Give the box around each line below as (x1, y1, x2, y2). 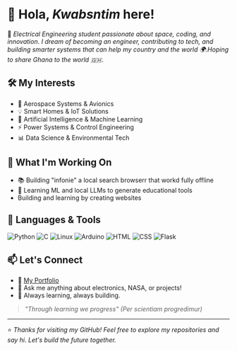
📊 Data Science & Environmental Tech (17, 133, 130, 142)
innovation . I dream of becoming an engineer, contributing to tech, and (7, 37, 214, 45)
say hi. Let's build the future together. (7, 335, 116, 345)
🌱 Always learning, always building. (17, 291, 121, 299)
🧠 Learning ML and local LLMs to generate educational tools (17, 186, 193, 194)
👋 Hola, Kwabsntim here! (7, 6, 155, 23)
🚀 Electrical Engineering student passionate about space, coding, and (7, 30, 212, 38)
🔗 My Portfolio (17, 276, 59, 285)
